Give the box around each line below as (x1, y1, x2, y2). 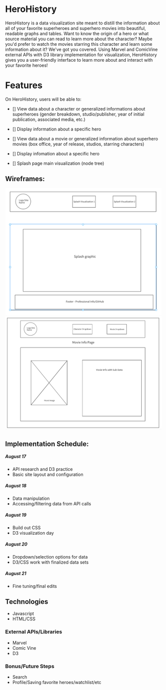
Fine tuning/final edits (12, 583, 57, 589)
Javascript (12, 611, 34, 617)
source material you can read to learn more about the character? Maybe (5, 36, 153, 42)
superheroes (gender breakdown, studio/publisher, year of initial (12, 111, 145, 117)
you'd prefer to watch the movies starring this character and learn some (5, 41, 153, 47)
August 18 (5, 483, 27, 489)
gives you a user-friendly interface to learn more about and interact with (5, 57, 153, 63)
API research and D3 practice (12, 466, 73, 472)
